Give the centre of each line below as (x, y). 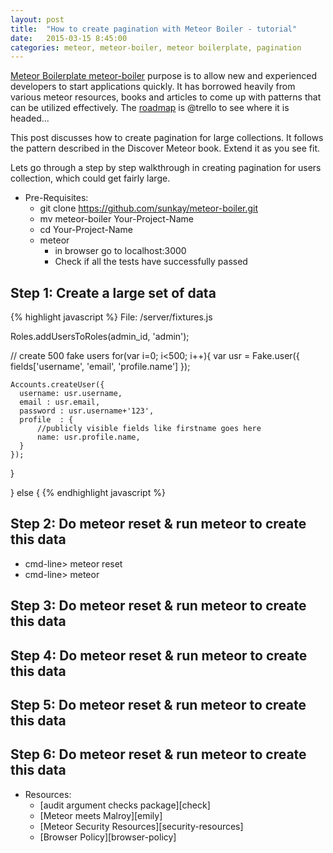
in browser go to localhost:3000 (120, 251)
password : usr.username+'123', (87, 411)
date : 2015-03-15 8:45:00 (69, 38)
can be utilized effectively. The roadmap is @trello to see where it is (150, 108)
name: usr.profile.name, (88, 437)
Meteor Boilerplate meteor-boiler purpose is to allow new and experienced (163, 76)
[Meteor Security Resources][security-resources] (141, 826)
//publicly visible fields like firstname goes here (149, 429)
